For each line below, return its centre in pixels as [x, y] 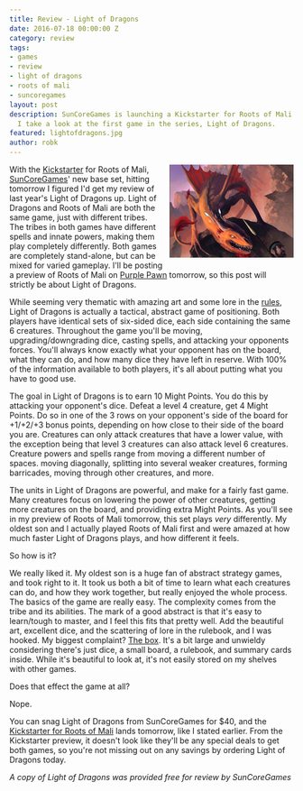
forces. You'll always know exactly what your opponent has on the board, [146, 350]
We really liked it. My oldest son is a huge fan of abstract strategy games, [146, 573]
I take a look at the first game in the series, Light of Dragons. [147, 124]
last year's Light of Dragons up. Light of [83, 198]
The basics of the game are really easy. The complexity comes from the [143, 602]
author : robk [34, 143]
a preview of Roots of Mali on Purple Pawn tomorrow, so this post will [138, 275]
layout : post [34, 105]
